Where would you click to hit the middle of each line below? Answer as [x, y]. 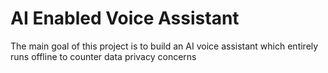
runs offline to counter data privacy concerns [103, 56]
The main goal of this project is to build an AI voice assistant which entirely [164, 46]
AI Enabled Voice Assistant [125, 18]
